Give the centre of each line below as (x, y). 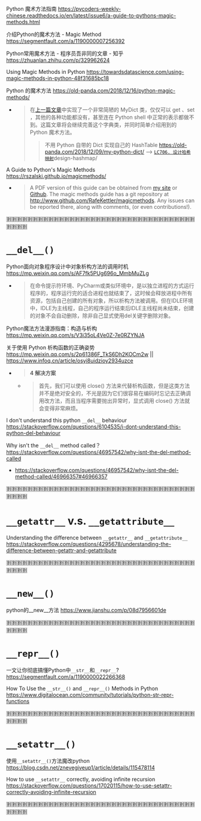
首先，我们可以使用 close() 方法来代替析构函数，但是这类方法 (114, 385)
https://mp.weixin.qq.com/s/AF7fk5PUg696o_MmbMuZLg (78, 273)
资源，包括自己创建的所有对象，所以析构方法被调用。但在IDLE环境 (111, 300)
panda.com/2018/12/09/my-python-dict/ (95, 152)
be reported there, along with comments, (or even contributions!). (110, 207)
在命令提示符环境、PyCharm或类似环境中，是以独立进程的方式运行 (112, 285)
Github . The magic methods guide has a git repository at (99, 194)
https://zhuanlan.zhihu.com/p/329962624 (58, 60)
